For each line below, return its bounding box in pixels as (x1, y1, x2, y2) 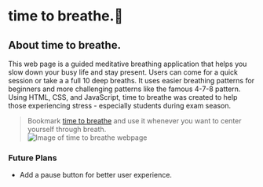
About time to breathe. (8, 38, 122, 52)
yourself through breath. (27, 125, 107, 134)
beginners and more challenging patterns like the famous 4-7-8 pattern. (8, 84, 241, 93)
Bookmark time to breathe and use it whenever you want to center (27, 116, 242, 125)
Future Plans (8, 152, 57, 163)
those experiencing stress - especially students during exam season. (8, 101, 232, 110)
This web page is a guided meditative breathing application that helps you (8, 59, 247, 68)
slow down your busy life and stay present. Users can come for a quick (8, 68, 238, 77)
